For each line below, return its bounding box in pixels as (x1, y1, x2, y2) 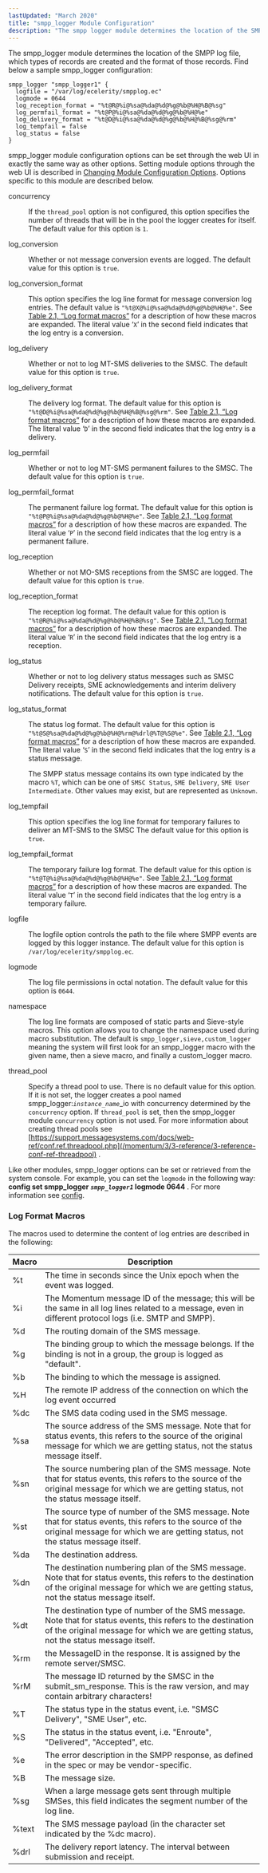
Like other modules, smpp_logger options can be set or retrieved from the (8, 1165, 251, 1175)
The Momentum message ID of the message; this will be (45, 1292, 255, 1303)
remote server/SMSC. (45, 1658, 126, 1669)
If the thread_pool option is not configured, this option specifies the (28, 207, 250, 216)
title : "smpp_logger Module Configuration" (8, 19, 156, 27)
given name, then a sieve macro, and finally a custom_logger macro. (28, 1051, 253, 1061)
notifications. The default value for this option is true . (28, 689, 203, 698)
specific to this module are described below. (8, 176, 154, 186)
